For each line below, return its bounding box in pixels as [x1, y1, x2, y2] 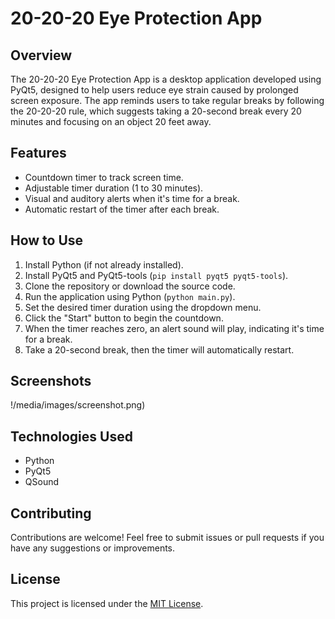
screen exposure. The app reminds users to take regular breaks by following [10, 95, 325, 106]
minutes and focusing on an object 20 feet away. [10, 116, 212, 127]
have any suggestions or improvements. [10, 542, 176, 554]
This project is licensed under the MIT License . [10, 597, 204, 609]
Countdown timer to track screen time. [24, 171, 184, 183]
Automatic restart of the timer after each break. [24, 203, 220, 215]
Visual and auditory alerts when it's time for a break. [24, 192, 240, 204]
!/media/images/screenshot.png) [10, 399, 146, 411]
